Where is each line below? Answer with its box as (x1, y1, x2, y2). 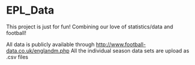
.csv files (6, 53, 29, 60)
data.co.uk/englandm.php (6, 47, 70, 54)
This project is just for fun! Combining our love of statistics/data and (6, 23, 174, 30)
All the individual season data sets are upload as (70, 47, 190, 54)
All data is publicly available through (6, 41, 95, 48)
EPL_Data (6, 4, 55, 17)
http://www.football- (95, 41, 146, 48)
